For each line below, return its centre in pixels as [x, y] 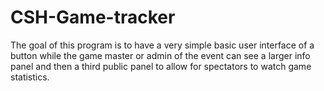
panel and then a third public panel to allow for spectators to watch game [161, 66]
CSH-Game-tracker [93, 17]
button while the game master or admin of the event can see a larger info [160, 55]
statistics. [30, 77]
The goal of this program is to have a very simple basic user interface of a [162, 45]
